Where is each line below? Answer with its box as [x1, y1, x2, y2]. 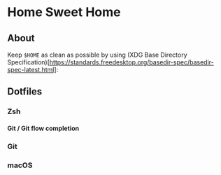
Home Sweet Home [7, 4, 121, 20]
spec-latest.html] [7, 66, 57, 73]
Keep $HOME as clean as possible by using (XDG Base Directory [7, 50, 187, 59]
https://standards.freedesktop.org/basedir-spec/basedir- [49, 58, 215, 66]
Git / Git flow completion [7, 124, 79, 132]
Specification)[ [7, 58, 50, 66]
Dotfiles [7, 85, 43, 98]
